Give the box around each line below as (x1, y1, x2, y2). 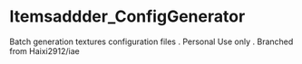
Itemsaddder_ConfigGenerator (9, 6, 246, 27)
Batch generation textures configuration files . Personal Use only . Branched (9, 36, 294, 47)
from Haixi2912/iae (9, 45, 80, 56)
